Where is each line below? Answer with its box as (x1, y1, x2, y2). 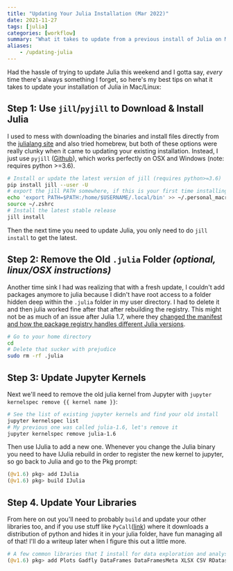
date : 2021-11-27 (7, 17, 58, 24)
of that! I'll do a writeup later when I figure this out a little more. (7, 537, 187, 545)
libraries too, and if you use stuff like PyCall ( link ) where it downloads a (7, 522, 209, 531)
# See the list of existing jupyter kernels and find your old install (7, 411, 218, 418)
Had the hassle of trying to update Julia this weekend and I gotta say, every (7, 67, 223, 76)
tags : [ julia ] (7, 23, 49, 30)
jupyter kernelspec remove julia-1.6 (7, 430, 116, 437)
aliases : (7, 42, 33, 49)
